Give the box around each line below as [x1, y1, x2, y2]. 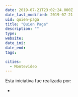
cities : [5, 59, 22, 64]
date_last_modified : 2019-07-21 [5, 12, 73, 17]
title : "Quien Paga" [5, 21, 49, 27]
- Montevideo [10, 64, 37, 69]
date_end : [5, 45, 26, 50]
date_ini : [5, 41, 26, 46]
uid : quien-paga [5, 17, 39, 22]
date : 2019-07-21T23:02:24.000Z [5, 7, 73, 13]
